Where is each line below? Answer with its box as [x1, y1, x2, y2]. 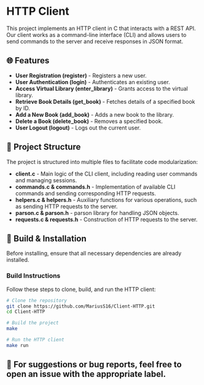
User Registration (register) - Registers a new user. [15, 72, 147, 79]
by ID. [15, 104, 31, 112]
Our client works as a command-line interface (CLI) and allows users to [6, 31, 187, 38]
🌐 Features [6, 55, 50, 66]
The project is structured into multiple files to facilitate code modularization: [6, 158, 198, 165]
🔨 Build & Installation [6, 233, 87, 244]
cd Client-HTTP [6, 309, 45, 315]
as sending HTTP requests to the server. [15, 203, 118, 210]
